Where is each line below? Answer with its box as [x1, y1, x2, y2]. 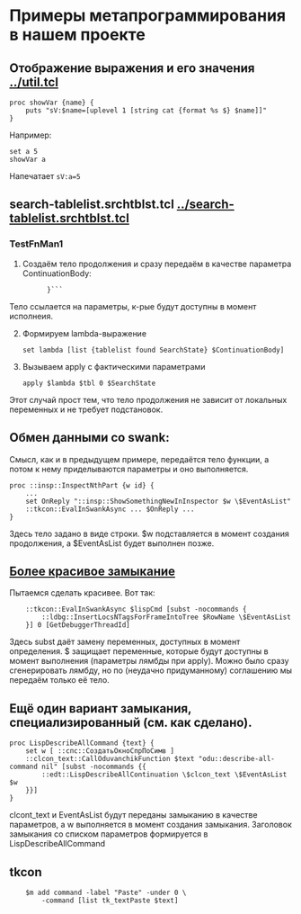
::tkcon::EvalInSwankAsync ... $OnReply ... [25, 505, 195, 514]
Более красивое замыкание [9, 563, 176, 578]
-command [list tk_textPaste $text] [41, 896, 179, 905]
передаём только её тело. [9, 675, 110, 685]
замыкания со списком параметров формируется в [9, 829, 208, 839]
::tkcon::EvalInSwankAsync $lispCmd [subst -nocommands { [25, 605, 247, 614]
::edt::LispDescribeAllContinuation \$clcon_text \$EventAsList [41, 770, 288, 779]
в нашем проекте [9, 24, 146, 45]
